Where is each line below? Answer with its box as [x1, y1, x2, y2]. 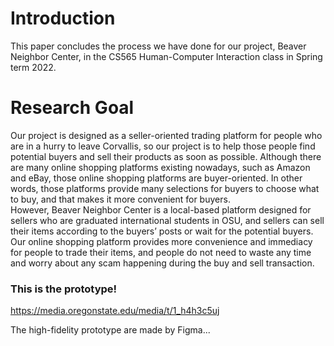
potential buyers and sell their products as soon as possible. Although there [10, 150, 322, 162]
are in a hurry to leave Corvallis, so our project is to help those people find [10, 140, 316, 152]
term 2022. [10, 61, 57, 73]
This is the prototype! [10, 282, 118, 296]
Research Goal [10, 97, 135, 119]
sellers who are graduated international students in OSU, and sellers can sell [10, 214, 325, 226]
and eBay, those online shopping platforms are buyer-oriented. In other [10, 172, 303, 184]
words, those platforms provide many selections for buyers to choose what [10, 182, 320, 194]
